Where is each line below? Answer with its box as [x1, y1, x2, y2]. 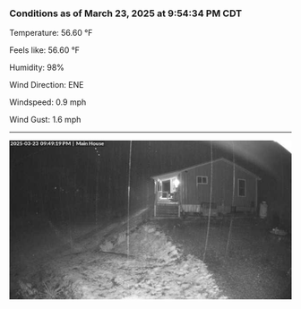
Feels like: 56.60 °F [9, 45, 81, 56]
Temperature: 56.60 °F [9, 28, 93, 39]
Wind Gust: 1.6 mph [9, 115, 82, 125]
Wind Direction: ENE [9, 80, 84, 90]
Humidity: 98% [9, 62, 65, 73]
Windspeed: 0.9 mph [9, 97, 87, 107]
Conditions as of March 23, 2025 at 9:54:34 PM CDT [9, 7, 243, 20]
